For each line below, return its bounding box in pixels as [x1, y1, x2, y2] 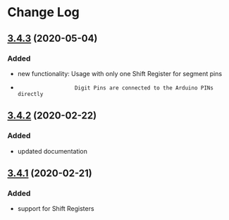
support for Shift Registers [17, 204, 94, 213]
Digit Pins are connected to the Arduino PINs [74, 84, 213, 92]
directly [17, 90, 44, 97]
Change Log [7, 4, 80, 20]
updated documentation [17, 147, 88, 155]
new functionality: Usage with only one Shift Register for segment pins [17, 69, 223, 78]
